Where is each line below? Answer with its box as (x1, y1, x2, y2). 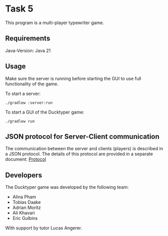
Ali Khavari (12, 210, 35, 216)
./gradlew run (5, 119, 35, 124)
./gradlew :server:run (5, 100, 53, 105)
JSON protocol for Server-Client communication (5, 132, 160, 141)
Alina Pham (12, 194, 36, 200)
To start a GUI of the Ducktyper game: (5, 109, 85, 115)
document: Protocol (5, 156, 46, 162)
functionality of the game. (5, 81, 59, 87)
